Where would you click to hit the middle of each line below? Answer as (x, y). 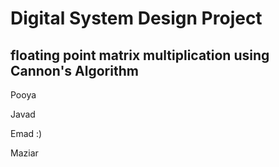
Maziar (24, 153)
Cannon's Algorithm (74, 70)
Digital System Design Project (136, 18)
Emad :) (26, 133)
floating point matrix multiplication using (140, 55)
